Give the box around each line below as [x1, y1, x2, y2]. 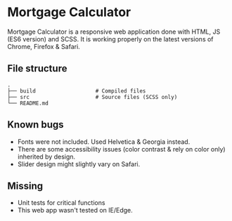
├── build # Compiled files [7, 87, 146, 95]
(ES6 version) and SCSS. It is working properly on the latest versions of [7, 34, 214, 43]
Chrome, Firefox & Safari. [7, 42, 81, 51]
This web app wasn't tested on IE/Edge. [17, 206, 134, 215]
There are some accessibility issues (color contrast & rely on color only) [17, 145, 226, 153]
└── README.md [7, 100, 49, 107]
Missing [7, 180, 44, 192]
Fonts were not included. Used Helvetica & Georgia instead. [17, 138, 191, 146]
